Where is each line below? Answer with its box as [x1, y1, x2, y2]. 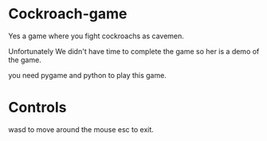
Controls [8, 99, 67, 116]
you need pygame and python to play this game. [8, 70, 167, 80]
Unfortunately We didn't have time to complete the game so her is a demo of [8, 46, 260, 56]
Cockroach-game [8, 5, 128, 23]
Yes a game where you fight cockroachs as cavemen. [8, 31, 185, 41]
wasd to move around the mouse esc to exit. [8, 124, 154, 134]
